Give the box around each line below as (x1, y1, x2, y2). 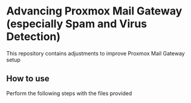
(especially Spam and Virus (6, 17, 147, 31)
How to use (6, 73, 50, 84)
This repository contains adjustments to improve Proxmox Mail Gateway (6, 49, 186, 57)
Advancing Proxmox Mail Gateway (6, 4, 183, 18)
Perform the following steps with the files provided (6, 89, 132, 97)
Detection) (6, 30, 61, 43)
